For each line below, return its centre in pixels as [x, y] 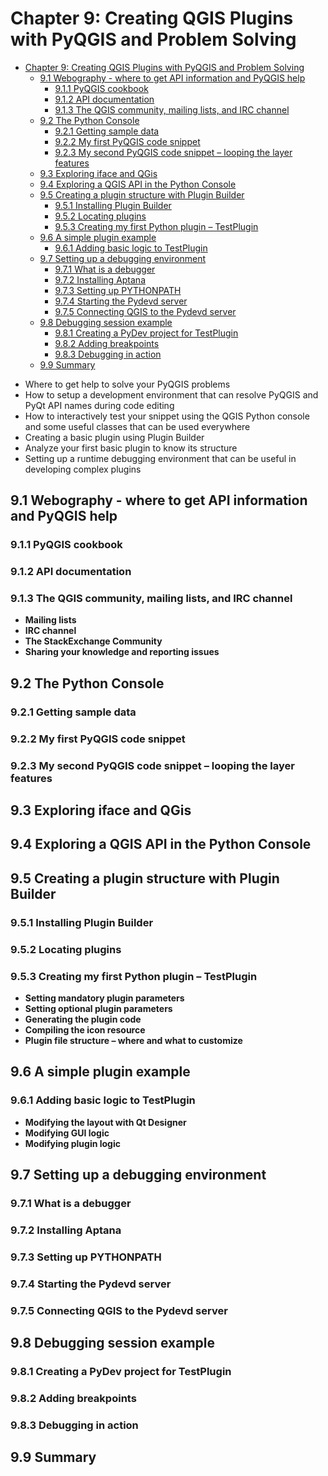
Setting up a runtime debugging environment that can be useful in [160, 458]
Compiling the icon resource [85, 1029]
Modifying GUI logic [67, 1133]
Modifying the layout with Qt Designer [105, 1122]
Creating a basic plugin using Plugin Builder [114, 437]
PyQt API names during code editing [99, 405]
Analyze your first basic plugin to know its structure [131, 448]
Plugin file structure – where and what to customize [133, 1040]
